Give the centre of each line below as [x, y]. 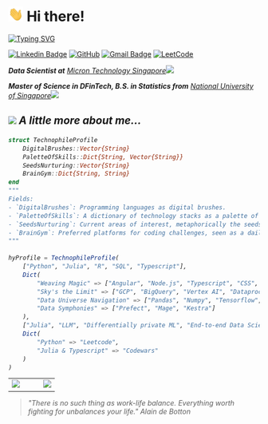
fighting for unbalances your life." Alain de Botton [109, 411]
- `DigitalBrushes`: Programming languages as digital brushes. [117, 207]
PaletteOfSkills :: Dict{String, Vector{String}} [103, 157]
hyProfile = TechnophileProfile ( [64, 258]
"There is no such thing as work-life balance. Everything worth [131, 402]
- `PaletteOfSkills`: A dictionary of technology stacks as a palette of [134, 216]
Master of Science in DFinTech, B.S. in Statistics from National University [131, 86]
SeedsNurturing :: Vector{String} [76, 165]
